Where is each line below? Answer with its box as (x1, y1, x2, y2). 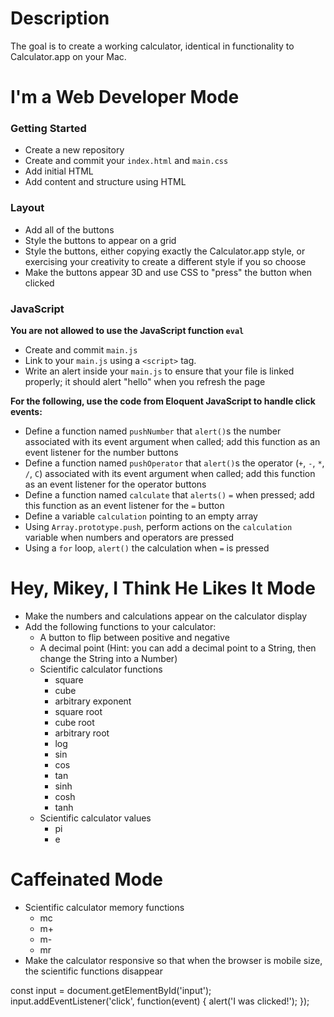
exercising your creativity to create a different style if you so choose (24, 255, 307, 267)
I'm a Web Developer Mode (10, 86, 240, 109)
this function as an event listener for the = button (24, 500, 225, 512)
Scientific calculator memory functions (24, 901, 185, 913)
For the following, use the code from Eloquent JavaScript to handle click (10, 395, 316, 407)
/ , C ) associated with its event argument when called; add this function (24, 468, 316, 480)
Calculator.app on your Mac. (10, 50, 127, 62)
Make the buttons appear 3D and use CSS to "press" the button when (24, 266, 313, 278)
